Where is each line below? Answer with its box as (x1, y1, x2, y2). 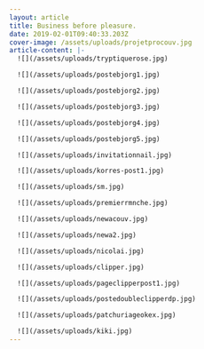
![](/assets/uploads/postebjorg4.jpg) (17, 118, 161, 127)
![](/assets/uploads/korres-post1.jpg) (17, 166, 165, 176)
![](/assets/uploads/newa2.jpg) (17, 230, 137, 240)
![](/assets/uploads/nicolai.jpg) (17, 246, 145, 256)
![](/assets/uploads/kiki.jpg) (17, 327, 133, 336)
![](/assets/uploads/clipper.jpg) (17, 263, 145, 272)
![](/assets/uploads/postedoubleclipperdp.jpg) (17, 295, 197, 304)
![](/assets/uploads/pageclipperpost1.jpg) (17, 279, 180, 288)
